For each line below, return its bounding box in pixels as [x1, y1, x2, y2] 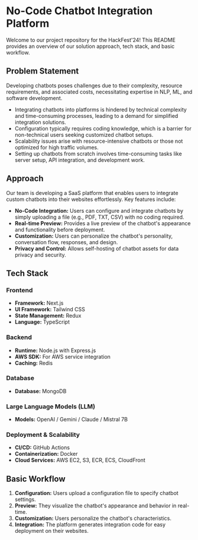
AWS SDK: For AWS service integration [14, 353, 111, 360]
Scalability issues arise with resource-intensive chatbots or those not [14, 138, 183, 145]
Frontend [6, 286, 33, 294]
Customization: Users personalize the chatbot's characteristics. [14, 515, 171, 522]
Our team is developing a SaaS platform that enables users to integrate [6, 189, 178, 196]
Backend [6, 333, 33, 341]
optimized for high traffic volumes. [14, 143, 99, 151]
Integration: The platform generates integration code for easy [14, 521, 166, 528]
